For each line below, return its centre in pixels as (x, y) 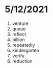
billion (18, 40)
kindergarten (25, 50)
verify (18, 56)
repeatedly (23, 45)
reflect (19, 34)
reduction (22, 61)
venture (20, 23)
